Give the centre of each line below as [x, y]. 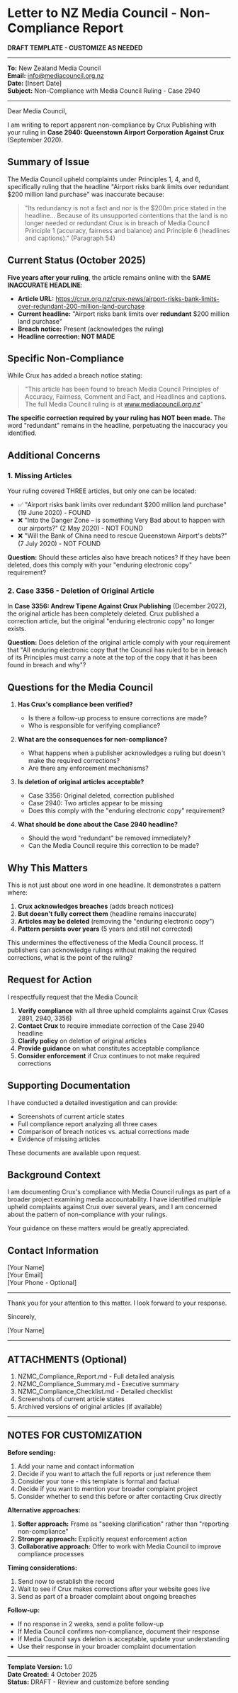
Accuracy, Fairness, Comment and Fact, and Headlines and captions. [125, 397]
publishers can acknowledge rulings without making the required [102, 950]
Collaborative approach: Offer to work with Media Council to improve [119, 1546]
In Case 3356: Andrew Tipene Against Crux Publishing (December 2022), [117, 606]
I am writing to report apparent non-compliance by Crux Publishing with [112, 125]
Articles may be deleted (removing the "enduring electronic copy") [116, 921]
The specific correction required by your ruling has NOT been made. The [116, 418]
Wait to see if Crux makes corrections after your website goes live [114, 1589]
